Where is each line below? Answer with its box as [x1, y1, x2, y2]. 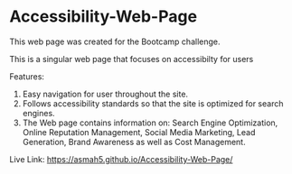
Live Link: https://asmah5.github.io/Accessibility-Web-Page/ [9, 153, 233, 164]
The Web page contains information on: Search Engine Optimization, [22, 117, 278, 128]
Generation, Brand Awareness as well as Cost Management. [22, 136, 246, 147]
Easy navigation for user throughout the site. [22, 88, 188, 99]
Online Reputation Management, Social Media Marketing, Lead [22, 126, 256, 137]
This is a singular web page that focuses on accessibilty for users [9, 53, 254, 64]
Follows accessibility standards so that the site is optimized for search [22, 97, 284, 109]
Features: [9, 70, 45, 82]
